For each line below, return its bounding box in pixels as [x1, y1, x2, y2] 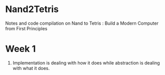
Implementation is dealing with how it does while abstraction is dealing [12, 59, 160, 66]
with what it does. [12, 65, 50, 71]
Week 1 [5, 43, 36, 55]
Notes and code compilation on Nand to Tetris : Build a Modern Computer [5, 20, 158, 26]
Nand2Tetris [5, 4, 59, 15]
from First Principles [5, 25, 48, 31]
